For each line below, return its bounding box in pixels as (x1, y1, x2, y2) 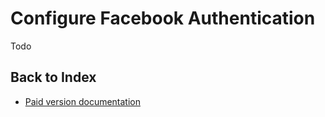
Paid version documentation (24, 95, 141, 107)
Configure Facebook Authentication (10, 7, 316, 30)
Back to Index (10, 69, 97, 86)
